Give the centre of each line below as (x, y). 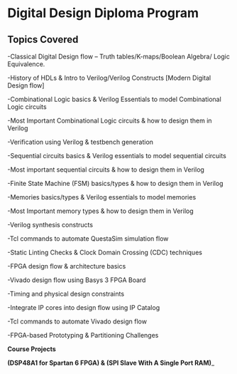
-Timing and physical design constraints (66, 294)
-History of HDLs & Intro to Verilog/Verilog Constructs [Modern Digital (109, 78)
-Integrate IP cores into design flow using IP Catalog (84, 307)
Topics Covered (43, 40)
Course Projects (32, 349)
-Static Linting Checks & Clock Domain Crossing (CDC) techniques (105, 252)
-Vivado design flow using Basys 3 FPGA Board (77, 280)
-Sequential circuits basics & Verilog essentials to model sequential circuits (117, 156)
